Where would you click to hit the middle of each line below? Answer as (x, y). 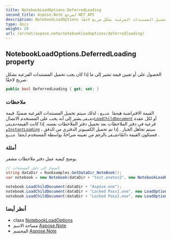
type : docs (17, 24)
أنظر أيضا (16, 209)
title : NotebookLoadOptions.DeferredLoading (54, 10)
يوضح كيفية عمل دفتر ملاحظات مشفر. (42, 159)
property (20, 62)
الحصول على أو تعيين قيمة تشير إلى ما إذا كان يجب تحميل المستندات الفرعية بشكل (84, 74)
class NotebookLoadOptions (43, 220)
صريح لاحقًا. (17, 80)
